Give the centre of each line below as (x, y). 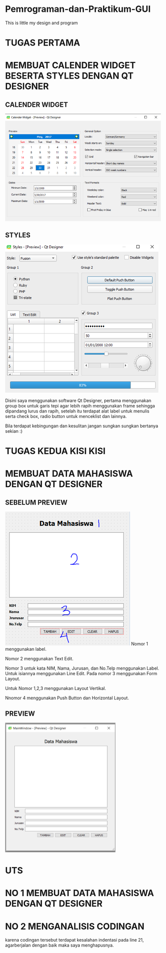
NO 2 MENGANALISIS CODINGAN (75, 926)
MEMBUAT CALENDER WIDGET (70, 66)
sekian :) (14, 431)
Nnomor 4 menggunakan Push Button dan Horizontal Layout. (67, 698)
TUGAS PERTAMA (43, 43)
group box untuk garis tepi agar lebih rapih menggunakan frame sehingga (80, 406)
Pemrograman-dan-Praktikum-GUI (78, 9)
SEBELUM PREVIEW (36, 502)
